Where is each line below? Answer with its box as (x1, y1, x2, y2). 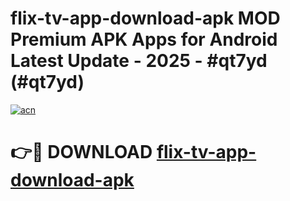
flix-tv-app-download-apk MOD (10, 7, 281, 30)
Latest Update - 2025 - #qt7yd (10, 50, 268, 72)
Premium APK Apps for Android (10, 28, 278, 51)
